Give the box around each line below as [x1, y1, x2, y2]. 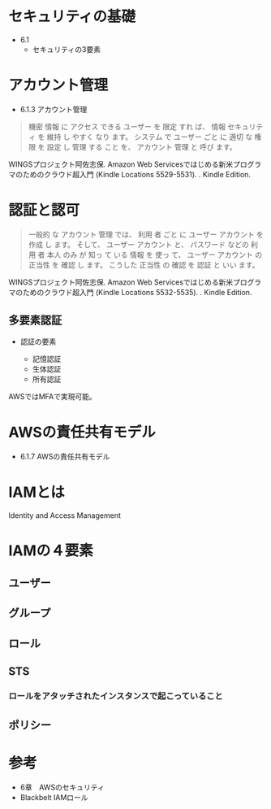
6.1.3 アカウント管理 [19, 104, 88, 114]
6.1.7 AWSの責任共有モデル [19, 451, 110, 461]
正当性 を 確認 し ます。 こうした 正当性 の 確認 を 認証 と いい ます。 [28, 259, 260, 269]
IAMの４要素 [8, 542, 93, 559]
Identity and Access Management [8, 510, 122, 520]
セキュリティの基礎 [8, 7, 136, 26]
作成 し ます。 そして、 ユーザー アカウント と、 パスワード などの [28, 239, 249, 249]
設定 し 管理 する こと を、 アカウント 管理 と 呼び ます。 [46, 141, 237, 151]
